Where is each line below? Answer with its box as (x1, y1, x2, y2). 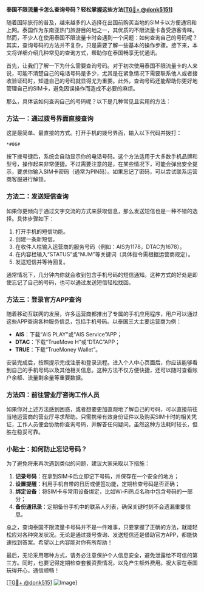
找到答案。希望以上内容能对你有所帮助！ (11, 539, 113, 546)
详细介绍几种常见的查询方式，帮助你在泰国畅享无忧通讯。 (16, 49, 161, 56)
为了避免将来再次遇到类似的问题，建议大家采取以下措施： (6, 460, 150, 467)
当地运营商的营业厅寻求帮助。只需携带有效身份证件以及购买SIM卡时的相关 (6, 413, 192, 421)
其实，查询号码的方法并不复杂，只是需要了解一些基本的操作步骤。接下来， (6, 42, 192, 49)
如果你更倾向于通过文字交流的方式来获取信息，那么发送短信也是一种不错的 (6, 207, 192, 214)
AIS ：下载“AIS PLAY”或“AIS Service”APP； (15, 330, 123, 338)
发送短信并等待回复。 (15, 258, 69, 265)
